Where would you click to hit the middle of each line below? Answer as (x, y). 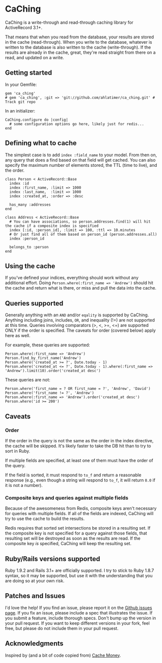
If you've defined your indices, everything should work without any (72, 278)
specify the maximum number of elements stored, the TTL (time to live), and (81, 165)
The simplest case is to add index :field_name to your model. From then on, (81, 155)
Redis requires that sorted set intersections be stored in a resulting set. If (78, 528)
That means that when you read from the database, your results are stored (80, 37)
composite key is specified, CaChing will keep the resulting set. (68, 544)
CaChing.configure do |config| (37, 120)
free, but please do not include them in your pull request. (62, 628)
